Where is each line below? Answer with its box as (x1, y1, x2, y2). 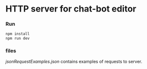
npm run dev (5, 36, 30, 41)
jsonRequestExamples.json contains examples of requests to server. (5, 58, 143, 64)
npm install (5, 31, 30, 37)
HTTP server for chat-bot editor (5, 3, 137, 14)
